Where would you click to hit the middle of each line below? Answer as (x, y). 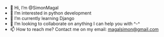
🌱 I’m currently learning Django (42, 18)
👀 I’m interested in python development (51, 13)
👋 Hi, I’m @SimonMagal (34, 8)
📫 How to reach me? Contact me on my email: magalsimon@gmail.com (84, 29)
